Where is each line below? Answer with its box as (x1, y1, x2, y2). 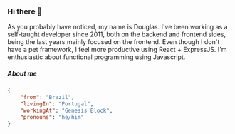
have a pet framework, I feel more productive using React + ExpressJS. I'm (7, 46, 227, 54)
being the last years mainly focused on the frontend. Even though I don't (7, 38, 220, 46)
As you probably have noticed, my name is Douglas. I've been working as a (7, 23, 228, 31)
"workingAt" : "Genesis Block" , (20, 107, 113, 114)
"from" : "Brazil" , (20, 94, 75, 101)
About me (7, 69, 38, 78)
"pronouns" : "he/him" (20, 113, 84, 120)
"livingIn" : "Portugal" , (20, 100, 94, 108)
